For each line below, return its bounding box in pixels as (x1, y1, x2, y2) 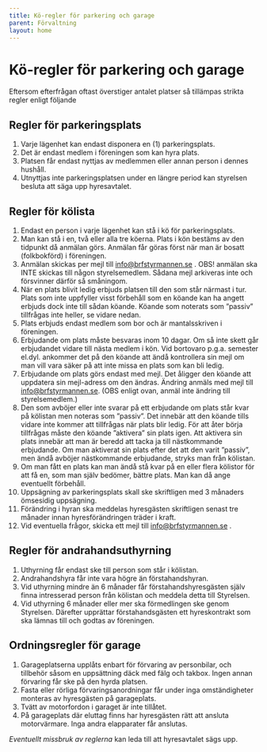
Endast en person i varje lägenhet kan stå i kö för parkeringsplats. (20, 226, 235, 235)
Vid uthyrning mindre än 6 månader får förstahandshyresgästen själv (20, 581, 246, 592)
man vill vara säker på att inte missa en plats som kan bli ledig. (20, 361, 224, 370)
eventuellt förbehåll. (20, 478, 86, 488)
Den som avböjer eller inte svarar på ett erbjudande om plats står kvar (20, 403, 250, 412)
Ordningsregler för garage (9, 638, 141, 652)
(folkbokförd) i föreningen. (20, 251, 107, 260)
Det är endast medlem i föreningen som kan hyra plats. (20, 148, 200, 157)
